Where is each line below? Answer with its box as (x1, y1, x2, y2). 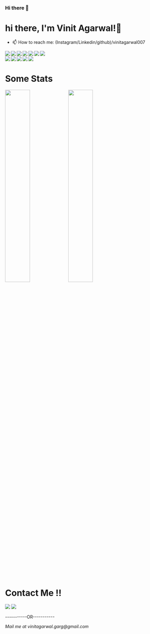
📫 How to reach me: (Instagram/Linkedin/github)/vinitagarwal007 (12, 39, 146, 45)
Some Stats (5, 73, 53, 84)
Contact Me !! (5, 587, 62, 599)
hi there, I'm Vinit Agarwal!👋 (5, 23, 122, 34)
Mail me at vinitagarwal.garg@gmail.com (5, 623, 89, 629)
